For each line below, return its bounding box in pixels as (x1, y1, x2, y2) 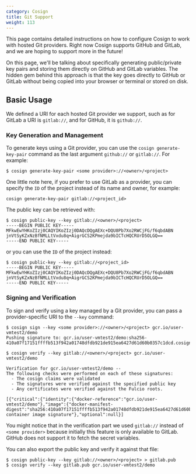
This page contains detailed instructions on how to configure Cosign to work (6, 36, 190, 43)
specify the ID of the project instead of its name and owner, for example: (6, 185, 180, 192)
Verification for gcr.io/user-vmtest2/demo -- (6, 365, 121, 372)
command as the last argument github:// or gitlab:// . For (28, 150, 170, 158)
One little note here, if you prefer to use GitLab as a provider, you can (6, 178, 172, 186)
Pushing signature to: (6, 335, 61, 341)
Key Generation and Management (6, 131, 103, 139)
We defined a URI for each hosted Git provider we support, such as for (6, 111, 176, 118)
